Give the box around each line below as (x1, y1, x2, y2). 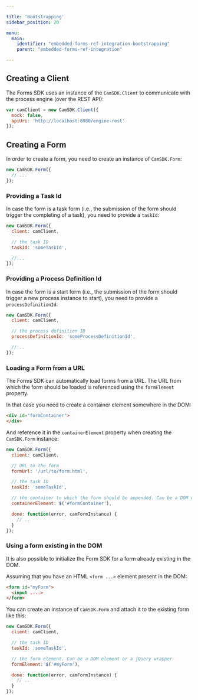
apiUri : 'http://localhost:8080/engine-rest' (11, 118, 126, 124)
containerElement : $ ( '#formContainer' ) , (11, 500, 112, 507)
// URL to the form (11, 463, 60, 468)
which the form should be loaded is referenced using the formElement (6, 383, 174, 390)
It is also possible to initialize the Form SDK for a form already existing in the (6, 555, 191, 562)
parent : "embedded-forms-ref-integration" (16, 47, 123, 53)
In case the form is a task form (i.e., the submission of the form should (6, 205, 177, 213)
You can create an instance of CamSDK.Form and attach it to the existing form (6, 606, 190, 613)
